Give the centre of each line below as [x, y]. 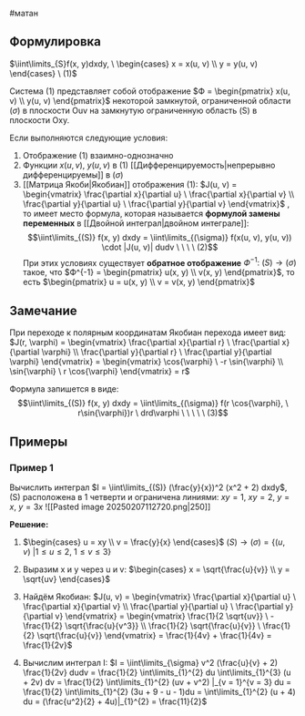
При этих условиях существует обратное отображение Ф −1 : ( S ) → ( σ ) [160, 261]
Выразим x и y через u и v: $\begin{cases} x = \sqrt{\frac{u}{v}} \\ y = [156, 569]
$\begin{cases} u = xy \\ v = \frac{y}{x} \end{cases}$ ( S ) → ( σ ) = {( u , [153, 542]
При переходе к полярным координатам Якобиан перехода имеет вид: [148, 332]
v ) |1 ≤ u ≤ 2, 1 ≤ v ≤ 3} [67, 551]
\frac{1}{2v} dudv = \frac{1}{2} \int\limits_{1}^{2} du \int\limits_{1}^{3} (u [157, 672]
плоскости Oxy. [40, 120]
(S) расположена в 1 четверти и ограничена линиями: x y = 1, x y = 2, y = [149, 496]
